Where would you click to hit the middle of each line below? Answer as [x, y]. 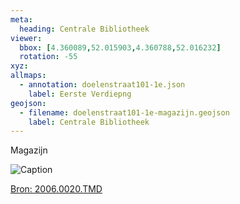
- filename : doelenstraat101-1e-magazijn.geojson [124, 112]
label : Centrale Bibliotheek [89, 122]
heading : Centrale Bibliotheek [84, 29]
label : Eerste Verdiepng [80, 94]
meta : [21, 19]
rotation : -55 [48, 57]
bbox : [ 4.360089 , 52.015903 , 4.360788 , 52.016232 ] [120, 47]
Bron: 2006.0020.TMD [56, 189]
